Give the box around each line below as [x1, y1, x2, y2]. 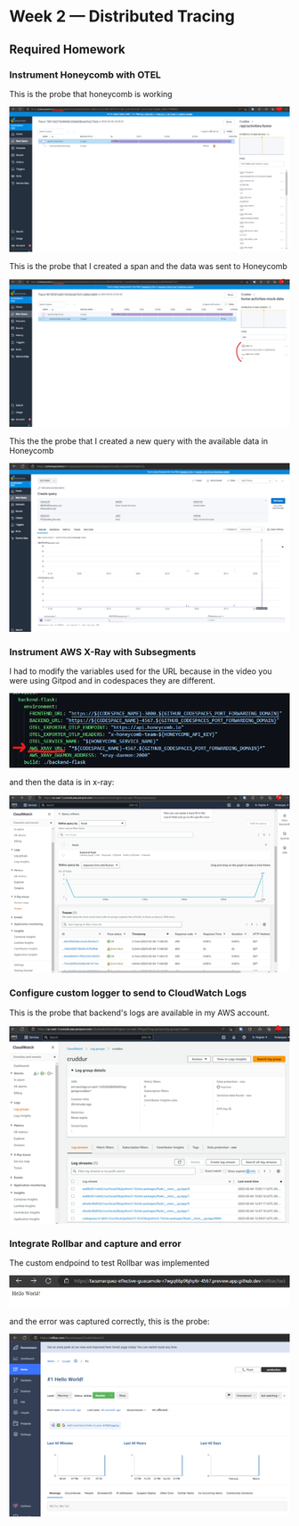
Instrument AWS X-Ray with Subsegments [9, 645, 197, 658]
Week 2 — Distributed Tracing [9, 6, 236, 27]
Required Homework [9, 42, 126, 57]
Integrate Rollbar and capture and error [9, 1237, 182, 1250]
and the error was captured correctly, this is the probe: [9, 1316, 211, 1326]
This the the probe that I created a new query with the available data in [9, 436, 269, 447]
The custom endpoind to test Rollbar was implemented [9, 1258, 210, 1268]
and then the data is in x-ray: [9, 776, 115, 787]
